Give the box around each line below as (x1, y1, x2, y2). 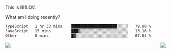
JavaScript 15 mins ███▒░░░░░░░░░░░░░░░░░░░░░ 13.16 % (5, 28, 152, 33)
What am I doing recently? (5, 14, 61, 20)
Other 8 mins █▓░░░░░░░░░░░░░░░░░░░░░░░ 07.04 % (5, 33, 152, 38)
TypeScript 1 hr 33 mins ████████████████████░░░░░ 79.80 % (5, 24, 152, 29)
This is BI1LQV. (5, 5, 36, 10)
